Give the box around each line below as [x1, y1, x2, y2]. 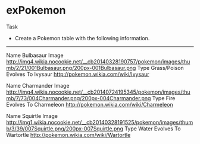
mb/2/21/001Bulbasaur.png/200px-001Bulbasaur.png [6, 64, 136, 71]
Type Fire [152, 94, 176, 101]
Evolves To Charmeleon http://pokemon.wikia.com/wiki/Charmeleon [6, 101, 174, 108]
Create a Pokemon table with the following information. [14, 34, 150, 41]
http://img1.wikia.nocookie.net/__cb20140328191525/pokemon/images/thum [6, 119, 193, 126]
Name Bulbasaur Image [6, 52, 64, 59]
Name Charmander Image [6, 82, 70, 89]
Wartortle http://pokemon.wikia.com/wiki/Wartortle [6, 131, 131, 138]
